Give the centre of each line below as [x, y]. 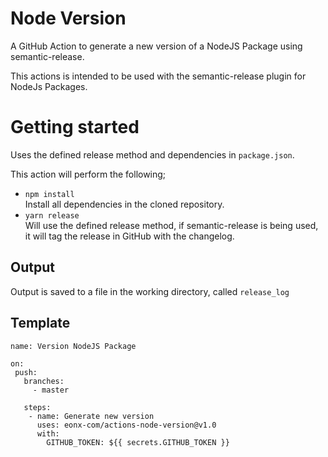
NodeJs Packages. [49, 86]
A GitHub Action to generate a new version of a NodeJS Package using [156, 46]
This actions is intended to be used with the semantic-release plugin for [158, 76]
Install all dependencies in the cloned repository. [124, 204]
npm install [49, 194]
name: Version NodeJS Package [73, 346]
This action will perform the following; [88, 174]
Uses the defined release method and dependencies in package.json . [152, 154]
